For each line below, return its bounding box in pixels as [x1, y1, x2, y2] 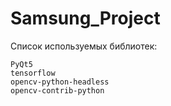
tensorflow [10, 68, 56, 78]
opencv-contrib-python [10, 85, 105, 96]
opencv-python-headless [10, 77, 110, 87]
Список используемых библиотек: [10, 40, 158, 52]
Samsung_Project [10, 7, 161, 30]
